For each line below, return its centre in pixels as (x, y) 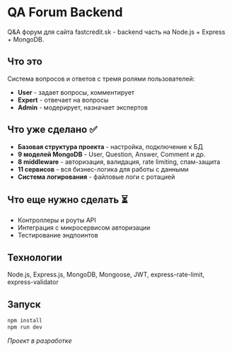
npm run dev (25, 327)
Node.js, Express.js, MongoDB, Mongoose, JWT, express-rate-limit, (106, 275)
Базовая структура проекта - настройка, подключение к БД (110, 146)
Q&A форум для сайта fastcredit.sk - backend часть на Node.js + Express (116, 32)
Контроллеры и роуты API (57, 221)
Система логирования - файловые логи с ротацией (96, 177)
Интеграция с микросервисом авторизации (84, 228)
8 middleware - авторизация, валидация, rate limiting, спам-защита (119, 162)
